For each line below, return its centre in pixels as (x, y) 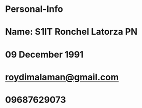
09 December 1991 (44, 54)
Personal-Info (34, 9)
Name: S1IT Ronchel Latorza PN (71, 32)
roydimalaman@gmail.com (62, 77)
